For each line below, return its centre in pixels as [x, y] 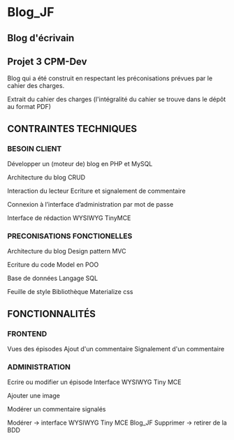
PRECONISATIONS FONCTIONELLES [70, 236]
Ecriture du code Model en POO [53, 265]
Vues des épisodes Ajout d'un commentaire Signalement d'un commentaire [116, 349]
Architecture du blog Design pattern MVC [67, 251]
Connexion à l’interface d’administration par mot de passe [90, 205]
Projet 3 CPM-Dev [47, 61]
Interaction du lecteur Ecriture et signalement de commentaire [97, 191]
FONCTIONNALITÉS [52, 314]
